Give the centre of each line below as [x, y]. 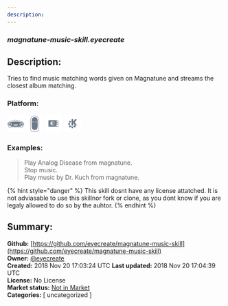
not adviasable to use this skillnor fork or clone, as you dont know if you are [114, 198]
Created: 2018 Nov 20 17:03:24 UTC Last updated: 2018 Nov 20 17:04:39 [112, 265]
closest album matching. [42, 85]
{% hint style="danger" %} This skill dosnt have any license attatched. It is [113, 190]
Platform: [23, 103]
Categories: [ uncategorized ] [49, 295]
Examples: [25, 147]
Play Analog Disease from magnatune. [78, 163]
